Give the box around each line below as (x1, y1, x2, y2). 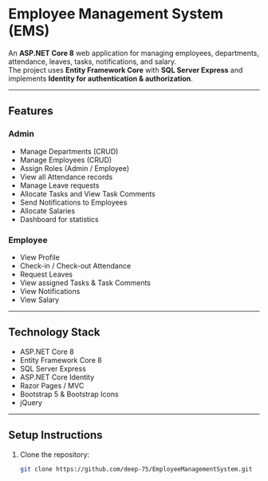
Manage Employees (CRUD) (19, 155, 112, 165)
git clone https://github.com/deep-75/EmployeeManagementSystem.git (19, 465, 253, 473)
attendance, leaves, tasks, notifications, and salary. (8, 57, 177, 66)
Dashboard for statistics (19, 214, 99, 224)
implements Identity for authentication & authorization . (8, 74, 193, 83)
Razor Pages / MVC (19, 380, 85, 390)
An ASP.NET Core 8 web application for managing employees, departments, (8, 48, 259, 58)
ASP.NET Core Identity (19, 372, 95, 382)
